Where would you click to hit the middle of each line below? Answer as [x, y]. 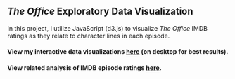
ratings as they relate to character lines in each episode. [89, 36]
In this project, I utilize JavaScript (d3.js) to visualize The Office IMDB [107, 28]
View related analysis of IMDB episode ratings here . [84, 68]
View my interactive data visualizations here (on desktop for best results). [118, 52]
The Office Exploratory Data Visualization [100, 12]
